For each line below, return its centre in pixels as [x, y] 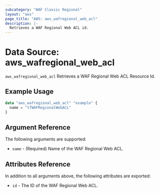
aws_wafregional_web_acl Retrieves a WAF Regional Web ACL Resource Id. [80, 76]
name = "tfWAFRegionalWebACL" [40, 108]
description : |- [22, 23]
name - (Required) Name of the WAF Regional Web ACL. [68, 149]
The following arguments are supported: [46, 139]
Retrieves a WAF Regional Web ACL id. [49, 28]
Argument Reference [38, 127]
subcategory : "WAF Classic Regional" [44, 10]
